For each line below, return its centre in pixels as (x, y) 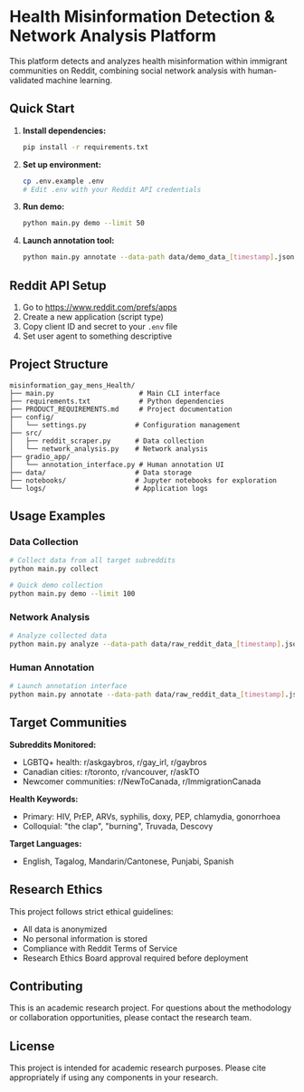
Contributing (46, 987)
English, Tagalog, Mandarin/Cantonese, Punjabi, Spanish (128, 861)
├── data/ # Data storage (101, 473)
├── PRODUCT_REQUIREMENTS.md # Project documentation (121, 409)
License (32, 1046)
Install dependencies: (64, 130)
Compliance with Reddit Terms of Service (100, 948)
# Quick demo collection (56, 586)
